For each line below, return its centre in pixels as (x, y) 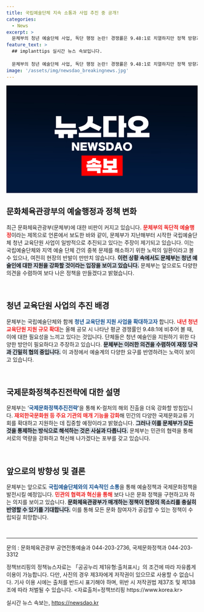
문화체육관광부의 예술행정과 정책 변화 (72, 212)
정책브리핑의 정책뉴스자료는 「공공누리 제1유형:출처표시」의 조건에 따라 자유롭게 (101, 567)
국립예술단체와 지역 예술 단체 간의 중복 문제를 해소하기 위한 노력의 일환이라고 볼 (100, 250)
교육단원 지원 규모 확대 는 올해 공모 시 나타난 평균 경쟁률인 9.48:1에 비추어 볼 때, (100, 329)
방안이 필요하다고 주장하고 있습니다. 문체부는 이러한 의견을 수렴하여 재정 (102, 344)
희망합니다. (36, 517)
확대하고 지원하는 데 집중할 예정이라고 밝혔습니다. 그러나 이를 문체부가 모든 (105, 423)
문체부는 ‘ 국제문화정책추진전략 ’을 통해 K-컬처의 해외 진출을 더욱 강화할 (89, 408)
